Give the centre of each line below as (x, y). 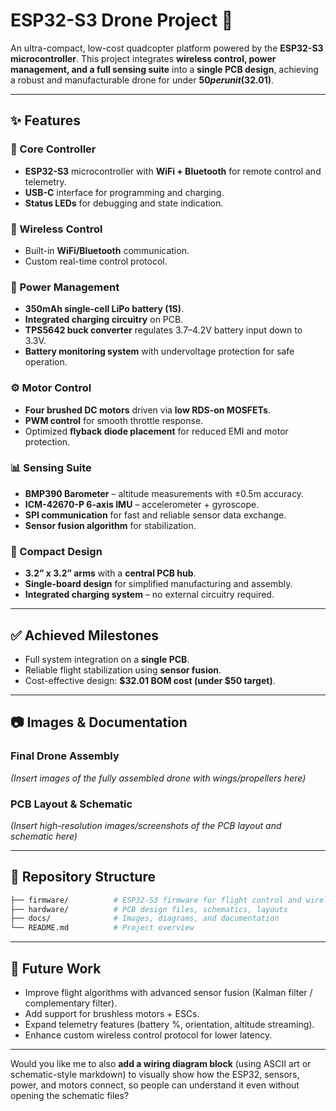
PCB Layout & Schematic (71, 804)
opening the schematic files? (70, 1096)
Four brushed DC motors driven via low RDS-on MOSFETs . (147, 410)
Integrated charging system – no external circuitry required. (149, 595)
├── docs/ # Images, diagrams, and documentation (145, 919)
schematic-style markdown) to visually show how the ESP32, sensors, (155, 1075)
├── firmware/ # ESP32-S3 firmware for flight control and (156, 900)
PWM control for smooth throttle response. (114, 420)
